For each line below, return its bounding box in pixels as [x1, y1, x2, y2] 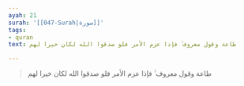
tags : [8, 26, 26, 34]
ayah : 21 [8, 11, 37, 20]
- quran [8, 33, 34, 41]
